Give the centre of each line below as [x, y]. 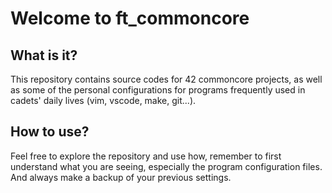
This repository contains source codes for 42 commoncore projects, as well [166, 79]
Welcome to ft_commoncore [130, 18]
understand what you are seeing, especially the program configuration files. [166, 166]
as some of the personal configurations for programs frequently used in [158, 90]
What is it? [44, 55]
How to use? [50, 132]
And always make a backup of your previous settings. [121, 177]
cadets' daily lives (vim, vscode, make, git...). [103, 100]
